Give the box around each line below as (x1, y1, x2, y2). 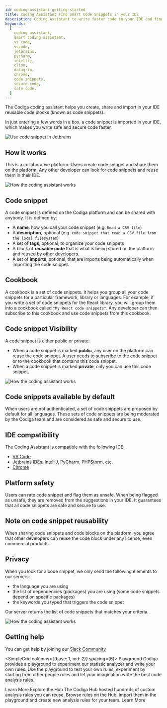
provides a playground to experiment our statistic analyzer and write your (5, 661, 156, 667)
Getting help (5, 633, 44, 641)
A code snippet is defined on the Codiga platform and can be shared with (5, 209, 156, 215)
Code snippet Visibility (5, 324, 78, 333)
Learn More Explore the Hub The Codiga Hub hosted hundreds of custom (5, 686, 156, 692)
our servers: (5, 573, 30, 580)
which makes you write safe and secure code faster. (5, 124, 112, 130)
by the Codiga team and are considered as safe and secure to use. (5, 416, 142, 422)
